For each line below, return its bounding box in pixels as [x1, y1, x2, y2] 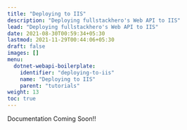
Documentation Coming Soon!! [7, 115, 96, 123]
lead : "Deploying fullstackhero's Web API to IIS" [7, 23, 159, 30]
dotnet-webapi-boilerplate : [13, 63, 96, 70]
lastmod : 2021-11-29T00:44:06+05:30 [7, 37, 115, 44]
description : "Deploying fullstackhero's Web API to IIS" [7, 17, 181, 24]
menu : [7, 56, 23, 63]
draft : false [7, 43, 46, 50]
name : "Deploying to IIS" [20, 75, 96, 83]
